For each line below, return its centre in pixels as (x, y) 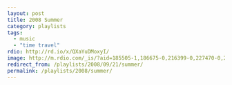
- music (25, 39)
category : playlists (37, 26)
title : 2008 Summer (35, 20)
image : (17, 58)
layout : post (26, 13)
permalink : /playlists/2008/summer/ (60, 71)
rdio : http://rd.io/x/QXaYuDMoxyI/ (58, 52)
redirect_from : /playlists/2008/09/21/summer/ (75, 64)
